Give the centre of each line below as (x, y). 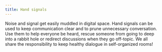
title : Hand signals (26, 9)
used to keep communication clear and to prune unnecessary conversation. (81, 28)
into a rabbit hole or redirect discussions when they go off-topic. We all (76, 39)
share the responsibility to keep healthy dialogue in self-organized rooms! (79, 44)
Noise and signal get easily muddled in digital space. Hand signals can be (79, 23)
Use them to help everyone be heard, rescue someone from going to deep (80, 34)
